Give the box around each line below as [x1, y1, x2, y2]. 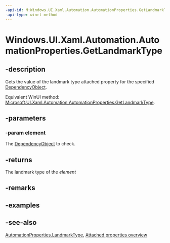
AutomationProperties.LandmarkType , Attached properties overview [5, 232, 148, 238]
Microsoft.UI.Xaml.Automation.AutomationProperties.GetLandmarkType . [5, 99, 155, 105]
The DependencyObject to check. [5, 141, 76, 147]
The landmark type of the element [5, 169, 76, 175]
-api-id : [5, 7, 24, 13]
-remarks [5, 184, 35, 192]
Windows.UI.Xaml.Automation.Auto [5, 34, 160, 46]
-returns [5, 156, 32, 164]
